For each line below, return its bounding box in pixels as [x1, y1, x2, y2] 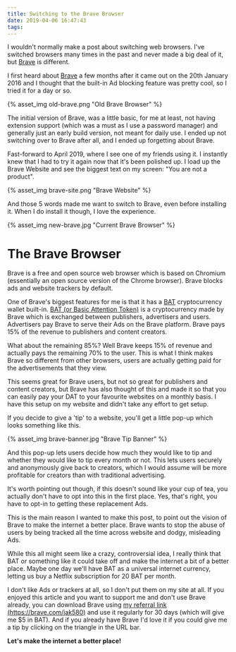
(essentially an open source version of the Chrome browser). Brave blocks [7, 277, 223, 285]
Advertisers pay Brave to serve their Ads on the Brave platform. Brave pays [7, 320, 225, 329]
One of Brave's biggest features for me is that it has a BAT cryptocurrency [7, 298, 223, 306]
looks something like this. [7, 421, 81, 430]
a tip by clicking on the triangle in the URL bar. [7, 623, 142, 632]
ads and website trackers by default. [7, 284, 113, 293]
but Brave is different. [7, 58, 70, 66]
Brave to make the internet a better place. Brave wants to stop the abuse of [7, 521, 225, 529]
